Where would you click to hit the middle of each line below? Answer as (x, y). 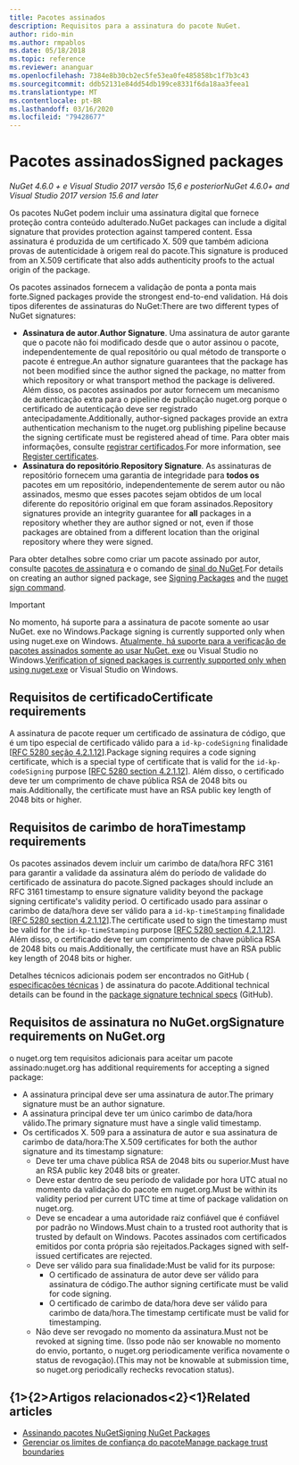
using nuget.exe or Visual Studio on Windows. (94, 670)
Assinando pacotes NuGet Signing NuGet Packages (116, 1433)
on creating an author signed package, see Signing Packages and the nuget (149, 578)
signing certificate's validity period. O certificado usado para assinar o (139, 901)
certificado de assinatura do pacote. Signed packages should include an (141, 882)
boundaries (43, 1452)
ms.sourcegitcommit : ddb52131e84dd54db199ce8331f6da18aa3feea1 (129, 84)
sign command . (38, 588)
